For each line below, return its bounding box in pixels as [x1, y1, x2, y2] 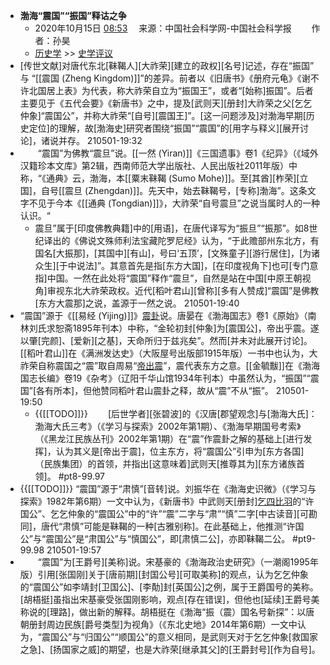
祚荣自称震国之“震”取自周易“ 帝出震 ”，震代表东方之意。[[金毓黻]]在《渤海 [19, 360, 320, 371]
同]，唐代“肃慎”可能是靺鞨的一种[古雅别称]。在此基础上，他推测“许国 [19, 520, 305, 532]
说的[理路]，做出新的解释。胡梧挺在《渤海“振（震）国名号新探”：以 [28, 606, 307, 618]
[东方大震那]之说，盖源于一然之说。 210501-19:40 [34, 297, 240, 309]
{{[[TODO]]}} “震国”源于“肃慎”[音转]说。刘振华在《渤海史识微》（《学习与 [19, 483, 317, 494]
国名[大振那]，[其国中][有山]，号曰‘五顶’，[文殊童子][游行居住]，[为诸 [34, 247, 321, 259]
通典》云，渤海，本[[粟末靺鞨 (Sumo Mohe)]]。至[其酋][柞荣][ [45, 172, 300, 184]
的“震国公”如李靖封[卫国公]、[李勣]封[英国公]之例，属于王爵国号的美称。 [19, 581, 319, 593]
